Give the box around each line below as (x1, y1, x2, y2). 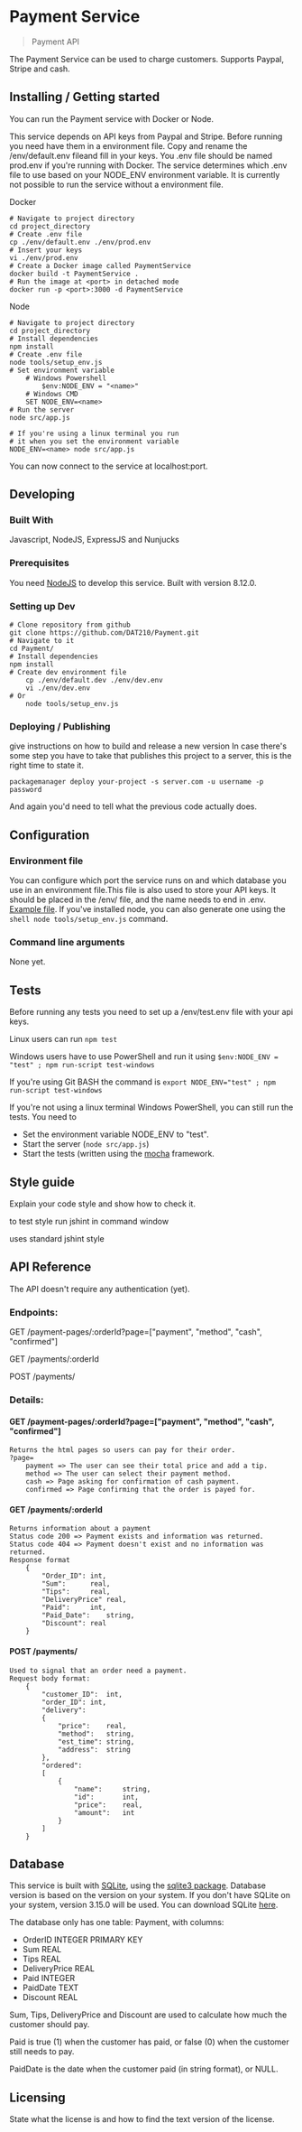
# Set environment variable (9, 366, 115, 375)
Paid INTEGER (22, 1973, 76, 1984)
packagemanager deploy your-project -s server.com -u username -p (9, 777, 264, 787)
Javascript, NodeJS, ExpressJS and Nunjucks (9, 535, 180, 545)
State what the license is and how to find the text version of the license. (9, 2114, 275, 2125)
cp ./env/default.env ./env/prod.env (9, 237, 151, 247)
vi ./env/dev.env (25, 684, 91, 693)
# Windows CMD (25, 389, 78, 398)
